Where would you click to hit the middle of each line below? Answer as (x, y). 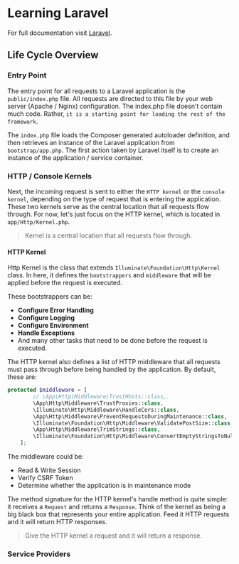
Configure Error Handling (56, 310)
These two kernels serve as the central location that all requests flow (108, 206)
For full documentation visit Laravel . (60, 33)
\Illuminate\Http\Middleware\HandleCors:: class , (106, 410)
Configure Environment (53, 326)
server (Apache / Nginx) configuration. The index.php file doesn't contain (115, 106)
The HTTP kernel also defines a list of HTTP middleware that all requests (114, 362)
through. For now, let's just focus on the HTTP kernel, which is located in (114, 214)
